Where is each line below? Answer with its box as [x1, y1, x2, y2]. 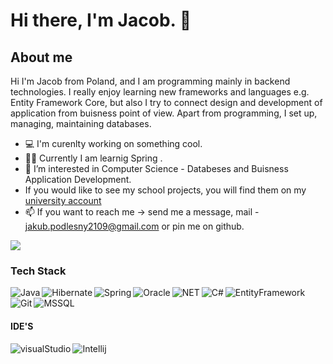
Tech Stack [10, 264, 67, 278]
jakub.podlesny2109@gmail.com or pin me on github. [24, 220, 245, 232]
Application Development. [24, 174, 132, 185]
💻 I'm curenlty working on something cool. [24, 138, 203, 149]
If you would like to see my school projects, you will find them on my [24, 184, 307, 196]
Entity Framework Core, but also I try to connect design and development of [10, 97, 323, 108]
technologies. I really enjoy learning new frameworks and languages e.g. [10, 86, 310, 98]
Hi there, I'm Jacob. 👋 [10, 9, 192, 32]
